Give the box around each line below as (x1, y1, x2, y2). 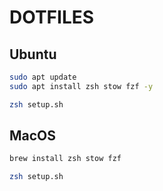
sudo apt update (9, 72, 77, 82)
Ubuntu (9, 46, 57, 63)
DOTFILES (9, 6, 95, 29)
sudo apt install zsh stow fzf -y (9, 81, 154, 91)
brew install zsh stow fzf (9, 154, 122, 164)
